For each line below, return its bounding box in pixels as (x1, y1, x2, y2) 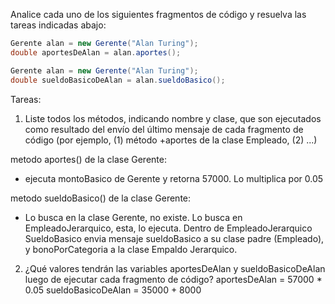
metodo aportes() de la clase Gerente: (10, 153, 167, 165)
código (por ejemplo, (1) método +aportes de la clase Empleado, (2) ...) (24, 134, 318, 146)
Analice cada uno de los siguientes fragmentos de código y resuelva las (10, 9, 307, 20)
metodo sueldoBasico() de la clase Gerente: (10, 192, 192, 204)
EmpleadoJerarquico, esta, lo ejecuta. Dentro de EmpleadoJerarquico (24, 222, 313, 234)
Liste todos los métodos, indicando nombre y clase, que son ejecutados (24, 112, 322, 124)
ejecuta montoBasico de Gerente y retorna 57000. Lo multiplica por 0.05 (24, 172, 324, 184)
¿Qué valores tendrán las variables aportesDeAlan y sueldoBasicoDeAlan (24, 262, 326, 274)
